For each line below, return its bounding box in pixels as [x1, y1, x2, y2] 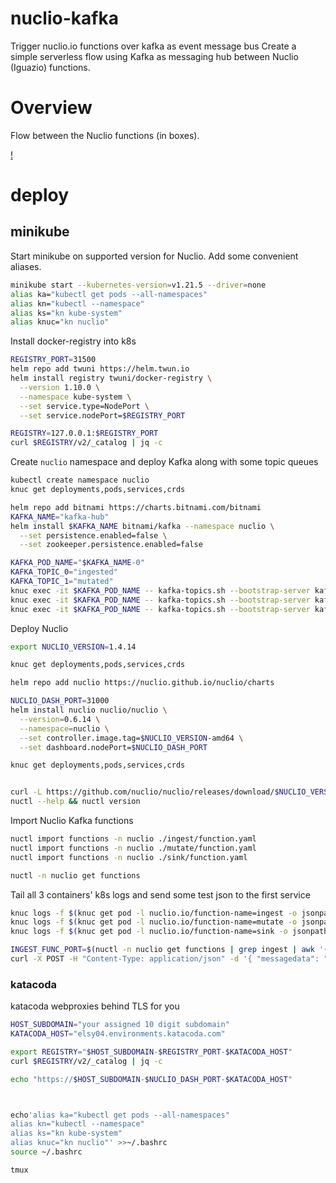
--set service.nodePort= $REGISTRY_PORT [19, 410, 186, 421]
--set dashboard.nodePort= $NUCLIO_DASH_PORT [19, 742, 208, 752]
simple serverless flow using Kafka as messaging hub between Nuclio [10, 50, 299, 62]
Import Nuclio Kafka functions [10, 815, 134, 826]
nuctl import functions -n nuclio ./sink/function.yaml [10, 852, 248, 862]
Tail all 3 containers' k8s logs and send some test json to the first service [10, 888, 311, 901]
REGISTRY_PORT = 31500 [10, 355, 97, 365]
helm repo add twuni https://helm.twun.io [10, 364, 190, 374]
